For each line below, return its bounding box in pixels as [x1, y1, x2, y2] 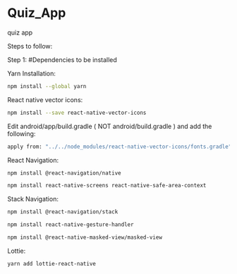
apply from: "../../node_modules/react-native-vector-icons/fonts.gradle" [7, 143, 232, 150]
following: [7, 129, 36, 138]
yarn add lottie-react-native [7, 260, 97, 267]
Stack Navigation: [7, 195, 59, 204]
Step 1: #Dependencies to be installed [7, 55, 118, 64]
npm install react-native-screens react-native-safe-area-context [7, 182, 207, 189]
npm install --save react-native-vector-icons [7, 109, 147, 116]
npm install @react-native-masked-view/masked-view [7, 234, 162, 241]
